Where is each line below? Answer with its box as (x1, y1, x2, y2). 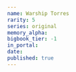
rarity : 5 (7, 16, 36, 23)
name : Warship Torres (7, 10, 70, 17)
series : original (7, 23, 57, 29)
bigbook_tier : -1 (7, 36, 57, 43)
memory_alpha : (7, 29, 48, 36)
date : (7, 49, 23, 56)
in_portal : (7, 42, 39, 49)
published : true (7, 55, 54, 62)
